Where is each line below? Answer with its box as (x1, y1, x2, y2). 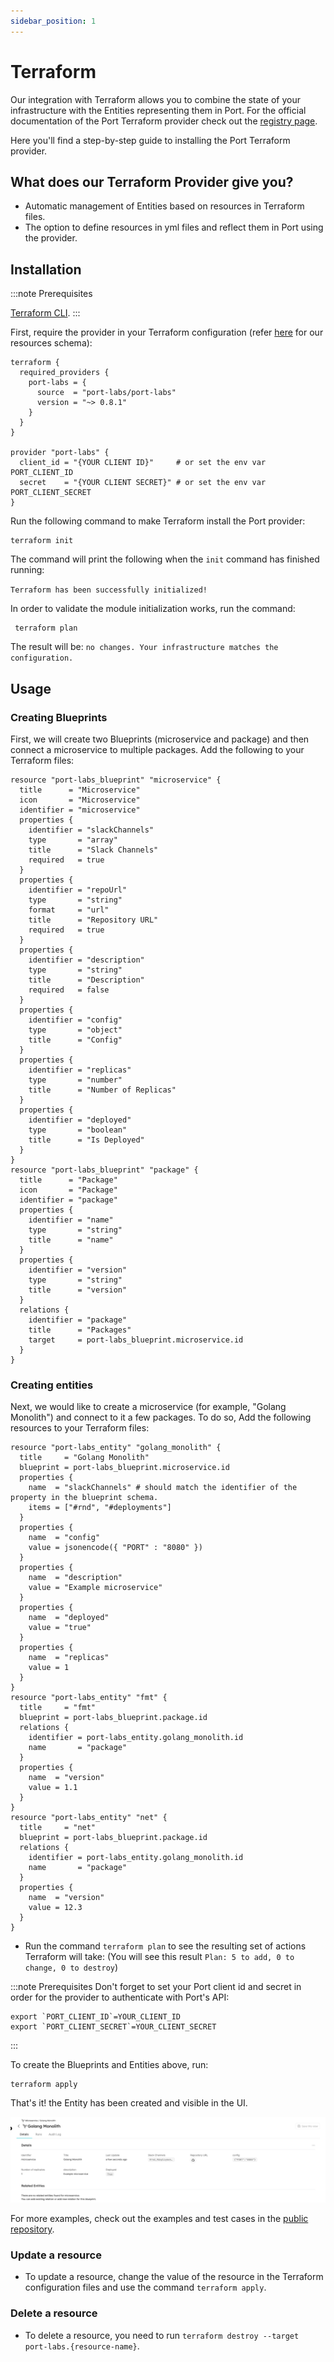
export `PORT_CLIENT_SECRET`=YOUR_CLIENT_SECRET (10, 2022, 217, 2032)
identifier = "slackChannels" (28, 825, 155, 835)
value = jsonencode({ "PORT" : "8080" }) (28, 1543, 203, 1553)
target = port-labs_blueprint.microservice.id (28, 1335, 244, 1345)
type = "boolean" (28, 1125, 128, 1135)
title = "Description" (28, 975, 145, 985)
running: (10, 564, 45, 576)
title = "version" (28, 1285, 128, 1295)
